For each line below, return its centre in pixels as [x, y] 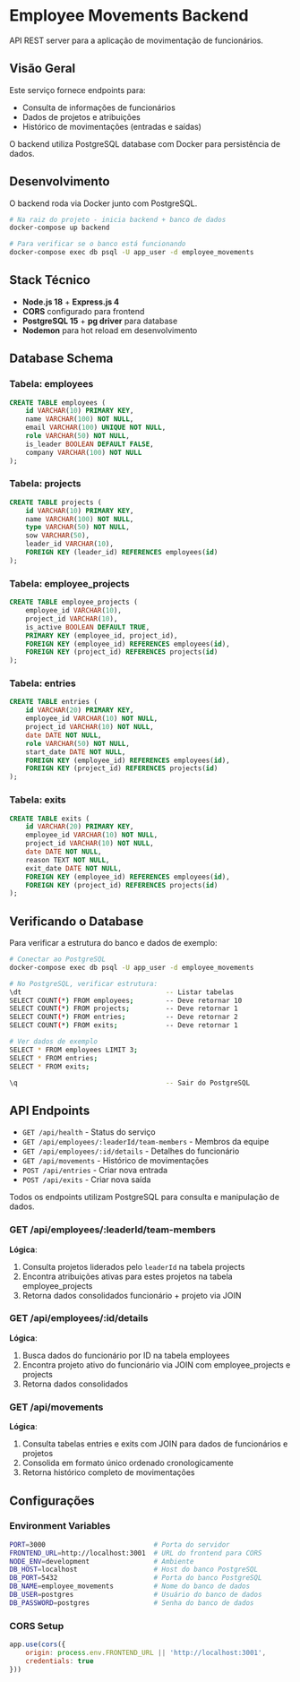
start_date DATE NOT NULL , [76, 752]
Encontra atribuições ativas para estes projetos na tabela [127, 1276]
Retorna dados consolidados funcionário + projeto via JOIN [132, 1295]
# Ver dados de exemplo [54, 1042]
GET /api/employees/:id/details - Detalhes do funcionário [131, 1151]
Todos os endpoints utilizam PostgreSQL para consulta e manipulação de [145, 1197]
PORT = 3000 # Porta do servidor [120, 1545]
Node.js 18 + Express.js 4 [71, 302]
